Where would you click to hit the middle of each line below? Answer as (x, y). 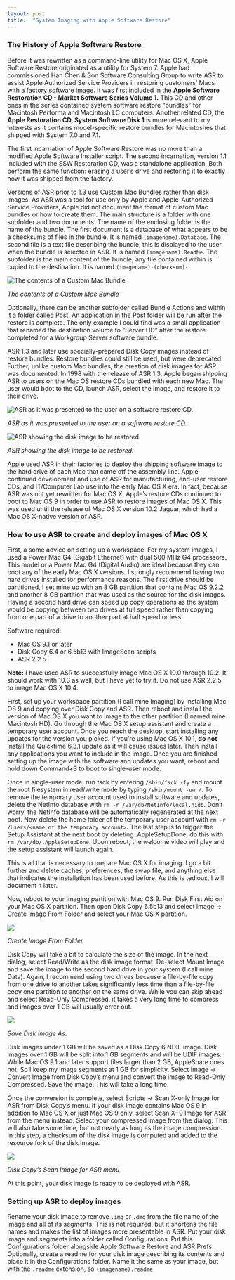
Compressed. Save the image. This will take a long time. (88, 1085)
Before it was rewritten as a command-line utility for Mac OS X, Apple (108, 60)
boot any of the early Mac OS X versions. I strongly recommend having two (116, 572)
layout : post (26, 14)
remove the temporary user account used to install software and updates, (113, 797)
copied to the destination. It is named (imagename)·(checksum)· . (99, 266)
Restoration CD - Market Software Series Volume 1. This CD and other (110, 97)
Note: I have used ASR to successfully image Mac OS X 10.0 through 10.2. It (117, 673)
